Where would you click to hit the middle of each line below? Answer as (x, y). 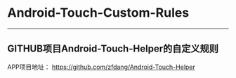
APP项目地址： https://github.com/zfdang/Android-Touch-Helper (101, 67)
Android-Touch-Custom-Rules (98, 13)
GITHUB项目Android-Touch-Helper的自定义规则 (113, 49)
